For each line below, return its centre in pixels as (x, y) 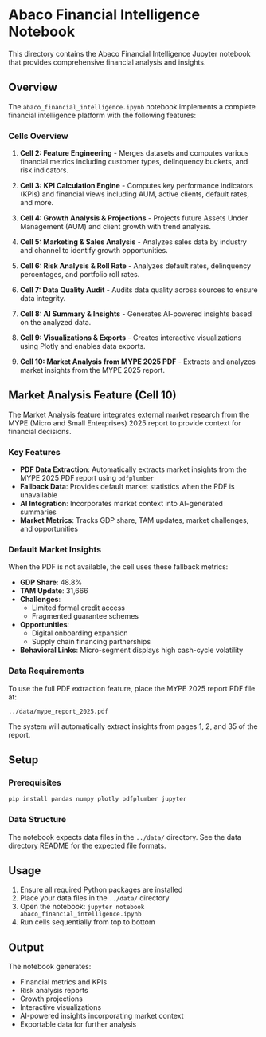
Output (26, 947)
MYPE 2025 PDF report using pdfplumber (87, 478)
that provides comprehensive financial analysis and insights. (107, 62)
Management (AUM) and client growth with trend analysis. (115, 227)
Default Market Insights (55, 550)
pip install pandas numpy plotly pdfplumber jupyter (98, 799)
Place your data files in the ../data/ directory (94, 898)
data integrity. (43, 299)
